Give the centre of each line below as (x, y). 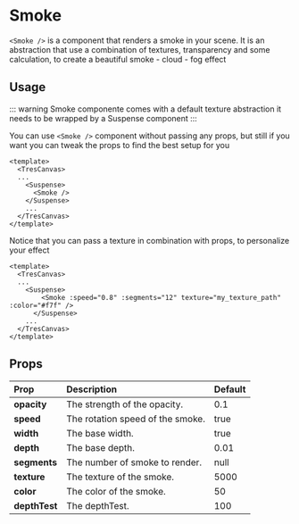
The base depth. (101, 447)
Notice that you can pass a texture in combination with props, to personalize (149, 240)
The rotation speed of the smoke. (136, 419)
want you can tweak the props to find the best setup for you (120, 145)
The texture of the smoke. (120, 477)
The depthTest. (98, 505)
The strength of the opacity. (125, 404)
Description (92, 389)
